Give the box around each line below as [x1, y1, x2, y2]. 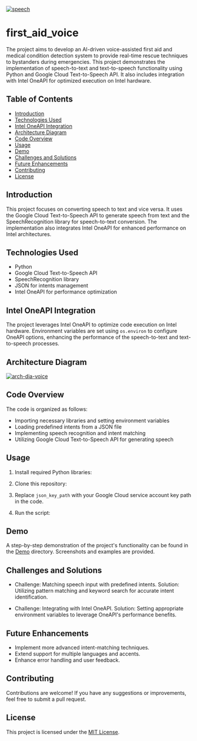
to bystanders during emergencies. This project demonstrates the [6, 58, 166, 65]
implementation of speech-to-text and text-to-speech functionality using [6, 64, 183, 71]
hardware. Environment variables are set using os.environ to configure [6, 328, 178, 335]
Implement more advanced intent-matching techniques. [14, 644, 150, 651]
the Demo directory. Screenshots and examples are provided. [6, 548, 155, 555]
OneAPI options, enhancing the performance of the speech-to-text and [6, 334, 178, 341]
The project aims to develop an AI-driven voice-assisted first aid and [6, 45, 172, 53]
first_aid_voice [6, 27, 79, 40]
